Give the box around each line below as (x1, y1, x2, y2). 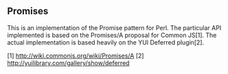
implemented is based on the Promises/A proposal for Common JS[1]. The (7, 31, 217, 39)
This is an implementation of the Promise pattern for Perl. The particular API (7, 23, 222, 32)
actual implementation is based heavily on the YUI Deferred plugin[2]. (7, 38, 205, 47)
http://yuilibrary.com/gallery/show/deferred (7, 58, 130, 67)
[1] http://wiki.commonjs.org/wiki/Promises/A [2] (7, 51, 144, 60)
